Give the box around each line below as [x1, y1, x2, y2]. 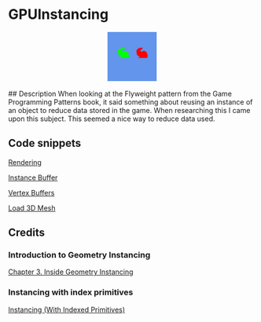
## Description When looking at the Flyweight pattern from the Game [8, 89, 232, 98]
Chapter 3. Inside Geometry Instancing [8, 267, 134, 276]
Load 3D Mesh [8, 203, 56, 213]
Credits [8, 226, 46, 240]
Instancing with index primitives [8, 287, 134, 298]
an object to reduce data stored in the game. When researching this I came [8, 105, 251, 115]
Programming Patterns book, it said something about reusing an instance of [8, 97, 253, 107]
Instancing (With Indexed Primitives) [8, 305, 126, 314]
